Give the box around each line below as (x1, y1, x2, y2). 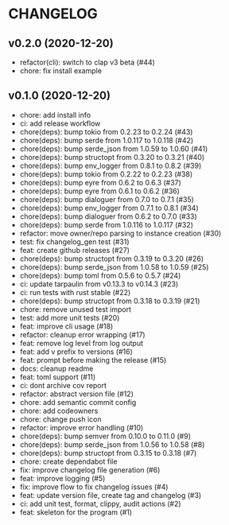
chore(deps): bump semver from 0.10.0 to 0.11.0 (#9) (19, 431, 191, 441)
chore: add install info (19, 110, 91, 119)
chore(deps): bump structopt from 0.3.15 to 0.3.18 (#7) (19, 448, 197, 457)
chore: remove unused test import (19, 304, 132, 314)
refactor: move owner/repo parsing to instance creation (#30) (19, 228, 222, 238)
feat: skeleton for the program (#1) (19, 507, 133, 517)
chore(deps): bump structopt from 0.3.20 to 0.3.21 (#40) (19, 152, 205, 161)
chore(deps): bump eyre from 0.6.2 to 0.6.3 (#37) (19, 177, 181, 187)
